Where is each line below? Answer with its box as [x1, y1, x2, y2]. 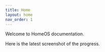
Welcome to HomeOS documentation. [5, 31, 85, 37]
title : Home [5, 7, 30, 13]
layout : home [5, 12, 33, 17]
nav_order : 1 [5, 17, 33, 22]
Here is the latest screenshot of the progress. [5, 41, 100, 47]
